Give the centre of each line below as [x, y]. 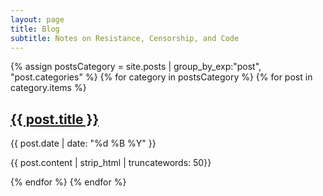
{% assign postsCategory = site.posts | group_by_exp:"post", [136, 67]
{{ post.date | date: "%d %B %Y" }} [83, 143]
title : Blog [35, 29]
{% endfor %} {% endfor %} [68, 182]
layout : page [37, 19]
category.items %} [48, 88]
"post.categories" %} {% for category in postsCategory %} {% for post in [161, 77]
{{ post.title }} [55, 119]
